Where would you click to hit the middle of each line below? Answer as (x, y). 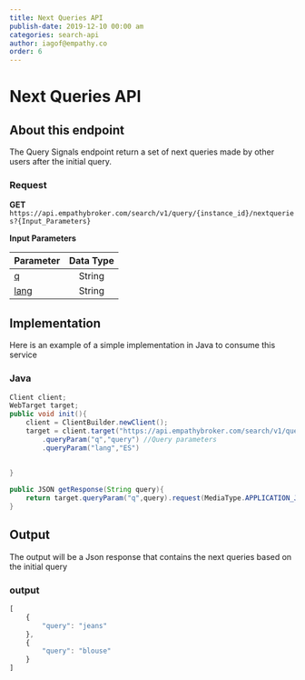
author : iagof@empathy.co (58, 43)
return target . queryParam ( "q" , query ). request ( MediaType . (136, 498)
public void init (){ (49, 415)
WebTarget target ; (44, 405)
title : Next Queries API (56, 18)
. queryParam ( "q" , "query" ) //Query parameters (130, 439)
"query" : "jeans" (74, 625)
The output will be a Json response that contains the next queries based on (151, 556)
